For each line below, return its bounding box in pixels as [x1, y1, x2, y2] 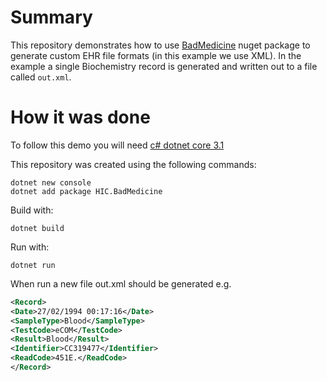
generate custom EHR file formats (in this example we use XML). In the [10, 49, 302, 61]
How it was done [10, 106, 151, 129]
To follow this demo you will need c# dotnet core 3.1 [10, 139, 225, 151]
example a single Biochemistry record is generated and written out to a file [10, 60, 318, 72]
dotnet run [10, 260, 56, 270]
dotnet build [10, 223, 65, 233]
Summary [10, 6, 93, 29]
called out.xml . [10, 71, 72, 83]
